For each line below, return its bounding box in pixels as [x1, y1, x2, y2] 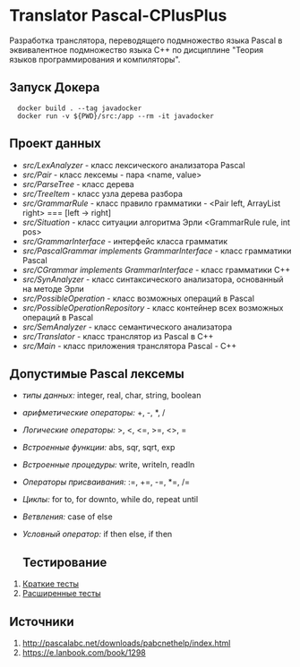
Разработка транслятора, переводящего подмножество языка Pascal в [9, 35, 283, 46]
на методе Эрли [21, 283, 85, 294]
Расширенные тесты [21, 588, 101, 599]
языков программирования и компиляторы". [9, 54, 181, 64]
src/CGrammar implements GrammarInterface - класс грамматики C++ [21, 264, 291, 275]
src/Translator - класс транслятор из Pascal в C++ [21, 330, 214, 341]
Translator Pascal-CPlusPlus [9, 5, 227, 26]
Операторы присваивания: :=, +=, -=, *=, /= [21, 476, 191, 488]
